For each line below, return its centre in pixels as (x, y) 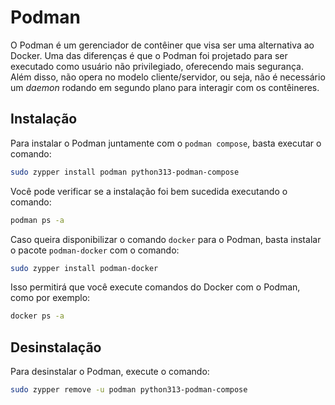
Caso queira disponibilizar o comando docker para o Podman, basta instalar (166, 239)
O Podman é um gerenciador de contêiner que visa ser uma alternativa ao (162, 45)
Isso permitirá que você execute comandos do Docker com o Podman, (155, 287)
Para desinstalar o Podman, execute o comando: (110, 372)
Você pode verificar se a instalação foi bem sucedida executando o (149, 191)
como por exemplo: (50, 298)
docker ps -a (37, 316)
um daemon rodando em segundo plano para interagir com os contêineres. (165, 87)
